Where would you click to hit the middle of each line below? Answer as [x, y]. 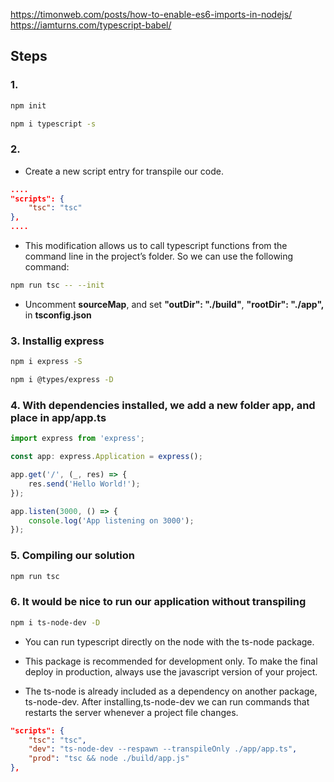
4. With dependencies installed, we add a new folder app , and [163, 405]
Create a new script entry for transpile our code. [124, 171]
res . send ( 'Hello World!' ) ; [84, 484]
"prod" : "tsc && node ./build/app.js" [109, 759]
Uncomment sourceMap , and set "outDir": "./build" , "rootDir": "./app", [174, 304]
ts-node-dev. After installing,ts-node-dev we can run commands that [167, 701]
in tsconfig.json [58, 315]
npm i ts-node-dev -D [55, 622]
